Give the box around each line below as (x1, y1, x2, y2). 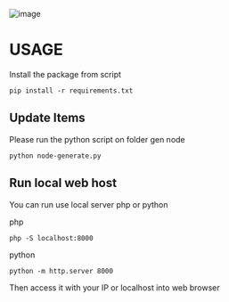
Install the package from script (9, 69, 122, 79)
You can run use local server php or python (9, 199, 168, 209)
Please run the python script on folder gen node (9, 134, 185, 144)
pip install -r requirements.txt (9, 86, 134, 95)
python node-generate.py (9, 151, 102, 160)
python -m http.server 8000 (9, 266, 114, 275)
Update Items (9, 110, 86, 126)
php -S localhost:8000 (9, 233, 94, 242)
